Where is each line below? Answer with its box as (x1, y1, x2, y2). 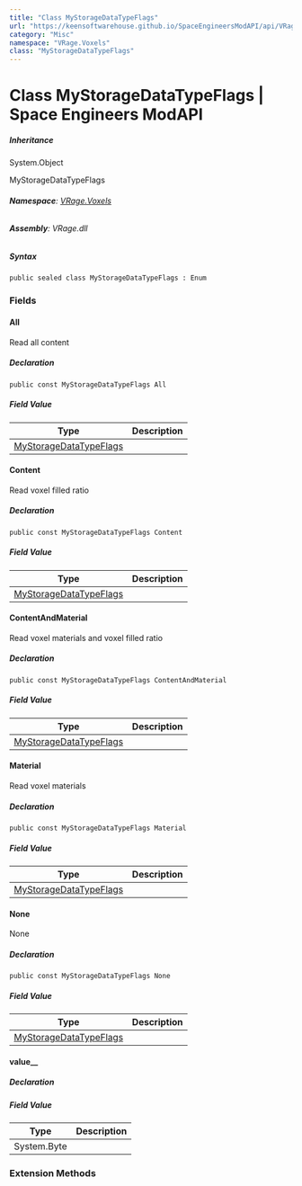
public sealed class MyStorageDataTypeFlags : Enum (9, 273, 207, 283)
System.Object (9, 157, 64, 168)
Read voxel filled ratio (9, 485, 90, 495)
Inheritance (9, 134, 54, 145)
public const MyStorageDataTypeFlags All (9, 379, 167, 389)
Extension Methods (9, 1166, 96, 1179)
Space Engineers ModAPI (9, 104, 204, 125)
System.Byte (13, 1140, 67, 1153)
